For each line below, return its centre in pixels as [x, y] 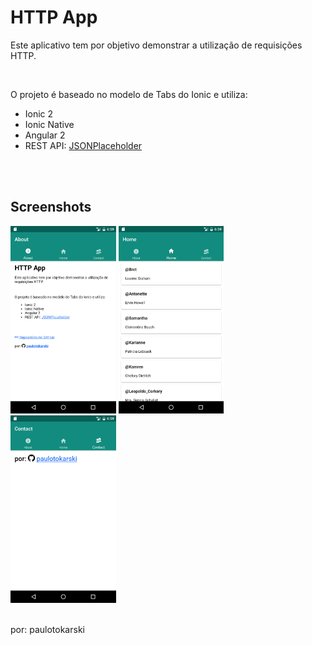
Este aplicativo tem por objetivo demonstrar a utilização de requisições [156, 45]
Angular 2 [45, 135]
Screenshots [51, 207]
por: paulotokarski [47, 629]
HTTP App [54, 17]
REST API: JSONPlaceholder [83, 145]
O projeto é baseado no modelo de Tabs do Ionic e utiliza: [129, 94]
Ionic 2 [39, 113]
